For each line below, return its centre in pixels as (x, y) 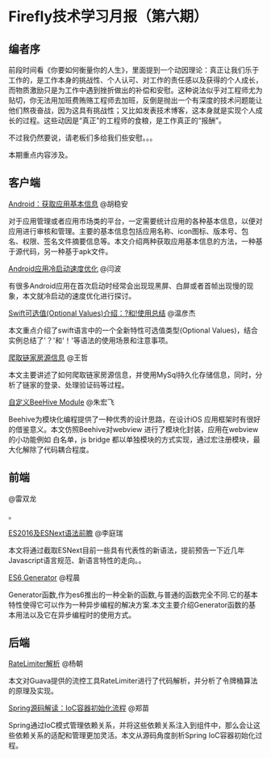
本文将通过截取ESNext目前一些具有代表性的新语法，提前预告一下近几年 (127, 550)
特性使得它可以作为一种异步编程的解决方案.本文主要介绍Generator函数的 (129, 604)
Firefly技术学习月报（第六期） (108, 17)
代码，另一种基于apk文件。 (67, 251)
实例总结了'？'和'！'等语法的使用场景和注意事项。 (90, 340)
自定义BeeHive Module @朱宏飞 (61, 402)
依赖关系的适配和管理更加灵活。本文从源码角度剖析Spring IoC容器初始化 (135, 735)
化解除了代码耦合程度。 (54, 449)
